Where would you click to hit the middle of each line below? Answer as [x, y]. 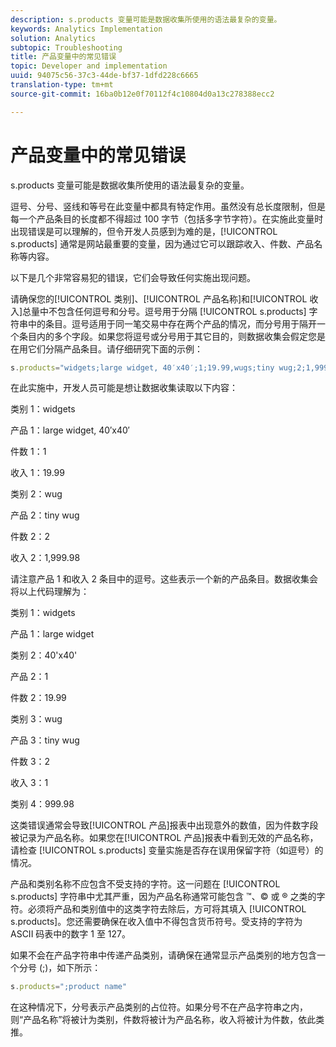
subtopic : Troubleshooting [66, 47]
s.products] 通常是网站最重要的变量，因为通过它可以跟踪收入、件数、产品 [162, 243]
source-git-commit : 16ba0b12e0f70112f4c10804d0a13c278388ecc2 [142, 94]
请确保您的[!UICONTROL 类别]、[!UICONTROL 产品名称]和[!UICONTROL [159, 298]
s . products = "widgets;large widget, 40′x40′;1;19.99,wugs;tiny [142, 367]
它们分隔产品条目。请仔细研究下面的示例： [115, 348]
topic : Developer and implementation [89, 66]
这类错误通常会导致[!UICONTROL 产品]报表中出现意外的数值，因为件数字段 [164, 825]
